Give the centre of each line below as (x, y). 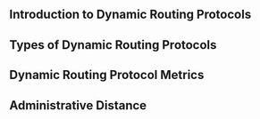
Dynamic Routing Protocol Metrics (107, 75)
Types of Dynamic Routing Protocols (113, 45)
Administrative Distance (78, 105)
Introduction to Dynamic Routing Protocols (130, 15)
